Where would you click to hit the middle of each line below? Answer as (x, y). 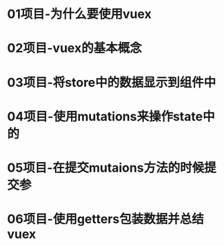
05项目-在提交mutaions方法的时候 (106, 168)
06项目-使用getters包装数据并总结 (106, 219)
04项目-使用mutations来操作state (105, 116)
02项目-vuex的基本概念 (75, 48)
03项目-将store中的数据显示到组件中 (112, 82)
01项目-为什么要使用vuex (79, 14)
